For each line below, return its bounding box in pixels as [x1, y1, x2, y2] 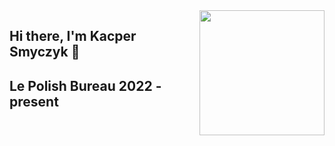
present [9, 93, 59, 110]
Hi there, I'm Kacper [9, 28, 137, 45]
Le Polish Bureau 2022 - [9, 77, 162, 94]
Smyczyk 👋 [9, 44, 81, 61]
